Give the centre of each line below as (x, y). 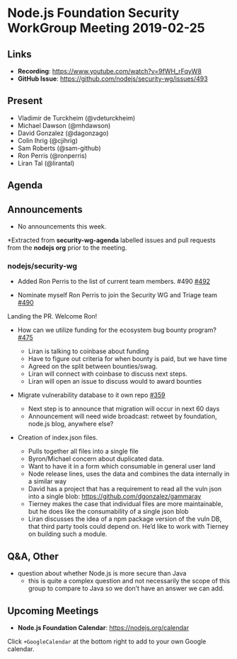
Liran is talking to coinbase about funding (88, 351)
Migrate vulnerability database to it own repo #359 (91, 395)
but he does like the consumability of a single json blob (108, 512)
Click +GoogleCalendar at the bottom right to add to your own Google (107, 641)
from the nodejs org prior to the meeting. (67, 248)
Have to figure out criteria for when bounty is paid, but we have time (128, 359)
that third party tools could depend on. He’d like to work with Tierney (128, 527)
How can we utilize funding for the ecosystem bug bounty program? (117, 330)
